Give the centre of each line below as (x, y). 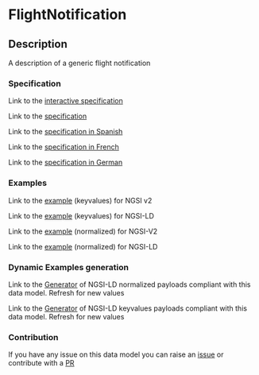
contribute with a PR (41, 363)
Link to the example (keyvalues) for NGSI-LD (81, 215)
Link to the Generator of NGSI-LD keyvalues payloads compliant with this (128, 308)
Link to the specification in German (66, 162)
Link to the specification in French (64, 147)
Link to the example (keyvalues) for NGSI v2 (80, 200)
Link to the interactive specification (66, 101)
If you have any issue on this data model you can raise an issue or (116, 354)
